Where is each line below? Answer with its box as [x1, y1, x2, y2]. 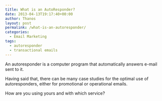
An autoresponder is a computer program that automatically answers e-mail [5, 61, 158, 67]
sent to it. [5, 66, 24, 72]
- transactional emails [9, 48, 58, 52]
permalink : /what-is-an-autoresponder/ [5, 25, 86, 30]
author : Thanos [5, 16, 36, 21]
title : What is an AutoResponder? [5, 7, 76, 12]
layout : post [5, 20, 32, 26]
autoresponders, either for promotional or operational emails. [5, 81, 128, 86]
